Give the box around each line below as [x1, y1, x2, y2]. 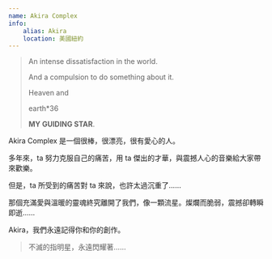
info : [8, 19, 27, 28]
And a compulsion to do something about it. [28, 72, 174, 82]
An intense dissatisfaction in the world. [28, 57, 158, 66]
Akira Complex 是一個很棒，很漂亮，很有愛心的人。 [8, 136, 181, 146]
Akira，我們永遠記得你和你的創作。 [8, 225, 125, 235]
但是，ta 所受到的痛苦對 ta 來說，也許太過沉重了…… [8, 180, 182, 190]
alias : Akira [23, 27, 67, 35]
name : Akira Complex [8, 11, 79, 20]
